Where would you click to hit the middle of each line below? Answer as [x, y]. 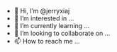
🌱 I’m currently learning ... [52, 26]
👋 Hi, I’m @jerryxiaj [42, 11]
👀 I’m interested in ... [44, 18]
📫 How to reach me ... [47, 41]
